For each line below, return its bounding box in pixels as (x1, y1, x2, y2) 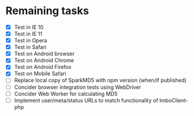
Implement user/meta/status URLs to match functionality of (14, 97, 159, 104)
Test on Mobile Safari (14, 70, 66, 77)
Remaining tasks (5, 4, 89, 18)
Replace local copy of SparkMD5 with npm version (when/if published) (14, 77, 187, 84)
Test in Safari (14, 44, 47, 51)
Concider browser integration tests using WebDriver (14, 84, 141, 91)
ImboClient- (159, 97, 189, 104)
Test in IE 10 (14, 24, 44, 31)
